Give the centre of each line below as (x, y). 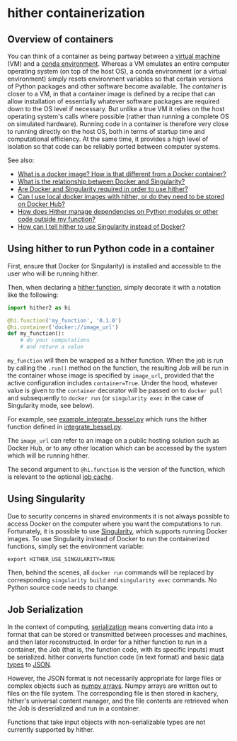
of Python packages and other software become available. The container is (117, 86)
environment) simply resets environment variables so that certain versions (115, 79)
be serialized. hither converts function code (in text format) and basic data (116, 657)
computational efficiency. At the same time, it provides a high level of (108, 139)
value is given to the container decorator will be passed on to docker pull (115, 390)
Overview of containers (60, 39)
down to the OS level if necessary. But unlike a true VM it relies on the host (116, 109)
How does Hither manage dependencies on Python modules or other (118, 211)
